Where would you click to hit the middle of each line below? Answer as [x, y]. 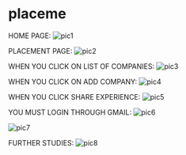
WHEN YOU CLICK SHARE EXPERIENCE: [74, 96]
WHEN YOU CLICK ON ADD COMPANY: [73, 81]
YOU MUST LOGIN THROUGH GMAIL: [70, 112]
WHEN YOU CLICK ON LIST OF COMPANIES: [82, 66]
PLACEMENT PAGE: [40, 51]
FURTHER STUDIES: [41, 142]
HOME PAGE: [30, 36]
